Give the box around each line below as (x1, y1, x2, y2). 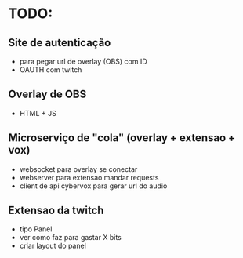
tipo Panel (19, 224, 53, 234)
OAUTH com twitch (19, 65, 82, 74)
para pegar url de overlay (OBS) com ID (19, 56, 147, 66)
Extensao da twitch (8, 204, 104, 217)
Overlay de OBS (8, 88, 87, 101)
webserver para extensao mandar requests (19, 173, 159, 182)
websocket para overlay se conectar (19, 164, 138, 173)
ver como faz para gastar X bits (19, 233, 121, 242)
